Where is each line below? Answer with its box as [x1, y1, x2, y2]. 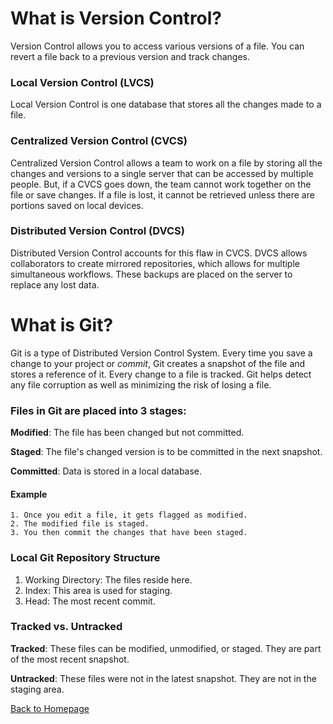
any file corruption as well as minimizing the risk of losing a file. [10, 378, 272, 391]
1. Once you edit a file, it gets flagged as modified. [10, 510, 248, 521]
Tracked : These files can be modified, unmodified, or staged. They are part [10, 642, 322, 654]
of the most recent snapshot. [10, 653, 130, 665]
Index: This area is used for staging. [24, 584, 173, 596]
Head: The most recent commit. [24, 595, 156, 607]
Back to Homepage [10, 702, 90, 714]
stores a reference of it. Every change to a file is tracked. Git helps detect [10, 368, 312, 380]
